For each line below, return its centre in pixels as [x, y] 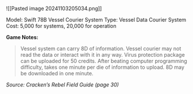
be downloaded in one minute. [57, 73]
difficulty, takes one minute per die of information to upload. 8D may [102, 67]
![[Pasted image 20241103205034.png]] [54, 8]
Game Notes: [22, 37]
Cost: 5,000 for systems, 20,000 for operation [61, 26]
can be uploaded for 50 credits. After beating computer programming [104, 61]
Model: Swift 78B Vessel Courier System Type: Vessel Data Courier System [96, 20]
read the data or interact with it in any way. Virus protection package [103, 55]
